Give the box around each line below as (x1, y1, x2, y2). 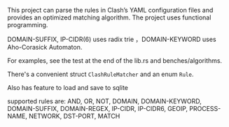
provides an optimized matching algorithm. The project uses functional (7, 13, 211, 22)
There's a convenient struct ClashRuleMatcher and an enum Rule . (7, 70, 194, 78)
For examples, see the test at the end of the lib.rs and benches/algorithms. (7, 57, 223, 65)
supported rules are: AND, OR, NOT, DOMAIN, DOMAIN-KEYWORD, (7, 97, 202, 105)
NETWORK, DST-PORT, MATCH (29, 112, 120, 120)
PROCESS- (188, 105, 221, 112)
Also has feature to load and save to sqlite (7, 84, 128, 91)
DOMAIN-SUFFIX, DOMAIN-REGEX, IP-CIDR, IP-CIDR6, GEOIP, (7, 105, 188, 112)
